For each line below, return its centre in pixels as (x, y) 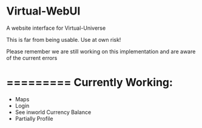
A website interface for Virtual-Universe (56, 28)
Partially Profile (34, 118)
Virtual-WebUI (43, 11)
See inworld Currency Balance (53, 112)
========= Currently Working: (89, 83)
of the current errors (32, 58)
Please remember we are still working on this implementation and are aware (101, 51)
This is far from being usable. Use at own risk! (64, 39)
